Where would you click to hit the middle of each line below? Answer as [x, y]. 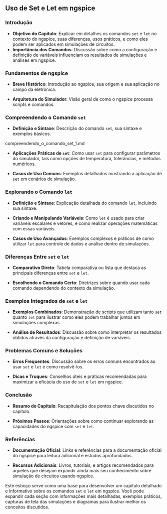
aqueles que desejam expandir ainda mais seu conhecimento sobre [82, 471]
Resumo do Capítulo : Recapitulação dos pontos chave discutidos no [83, 406]
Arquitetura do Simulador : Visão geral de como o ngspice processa [83, 99]
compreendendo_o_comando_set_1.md [45, 144]
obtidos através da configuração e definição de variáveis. [72, 338]
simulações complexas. [36, 323]
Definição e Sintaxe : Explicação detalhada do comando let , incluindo [84, 203]
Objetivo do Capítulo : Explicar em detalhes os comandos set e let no [84, 33]
